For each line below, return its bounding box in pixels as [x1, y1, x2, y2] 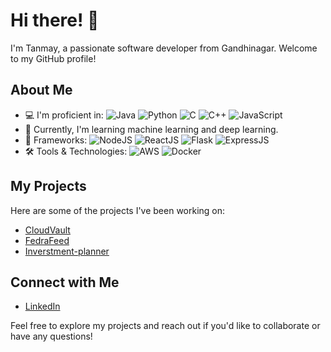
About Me [10, 82, 73, 99]
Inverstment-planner [24, 245, 110, 257]
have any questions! [10, 330, 93, 343]
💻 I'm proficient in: [24, 109, 104, 121]
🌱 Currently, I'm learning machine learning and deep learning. [24, 123, 279, 135]
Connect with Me [10, 274, 120, 291]
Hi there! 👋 [10, 9, 100, 32]
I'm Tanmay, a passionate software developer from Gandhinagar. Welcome [10, 42, 318, 54]
